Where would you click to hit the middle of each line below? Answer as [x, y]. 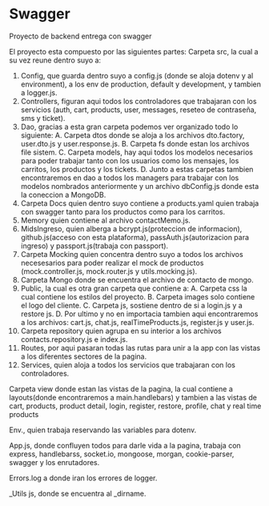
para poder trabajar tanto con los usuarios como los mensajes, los [130, 160]
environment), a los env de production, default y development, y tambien [141, 84]
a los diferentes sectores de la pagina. [84, 356]
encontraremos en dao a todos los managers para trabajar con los [130, 178]
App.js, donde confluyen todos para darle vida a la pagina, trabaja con [125, 445]
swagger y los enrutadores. [54, 462]
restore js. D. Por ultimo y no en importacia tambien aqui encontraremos [139, 314]
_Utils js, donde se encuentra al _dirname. [78, 493]
